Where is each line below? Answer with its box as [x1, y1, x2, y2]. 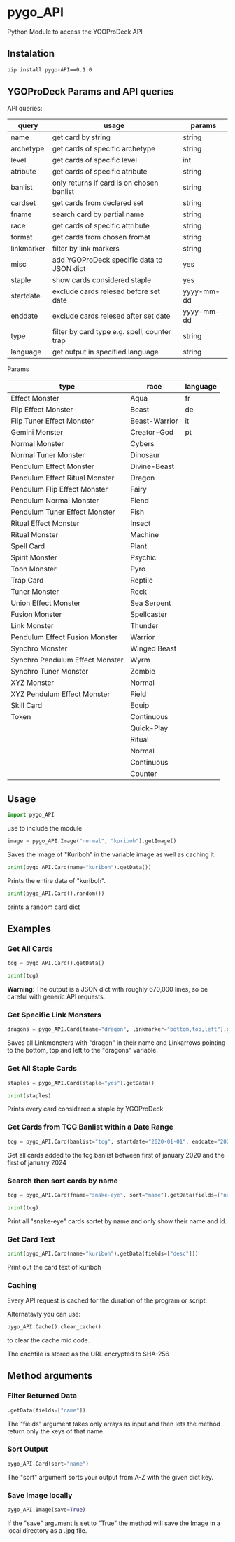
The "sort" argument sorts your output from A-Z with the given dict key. [7, 1473, 214, 1481]
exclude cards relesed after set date [52, 311, 171, 321]
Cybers [130, 439, 155, 449]
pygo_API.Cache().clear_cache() [7, 1324, 101, 1331]
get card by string [52, 132, 111, 142]
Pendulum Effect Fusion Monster [10, 632, 118, 642]
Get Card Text [7, 1234, 55, 1244]
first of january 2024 [7, 1158, 66, 1167]
